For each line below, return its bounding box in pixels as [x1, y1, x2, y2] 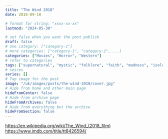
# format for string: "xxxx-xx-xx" [5, 21, 79, 26]
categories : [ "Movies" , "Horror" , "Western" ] [5, 53, 101, 58]
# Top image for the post [5, 76, 59, 81]
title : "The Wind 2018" [5, 7, 55, 12]
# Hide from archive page [5, 95, 59, 100]
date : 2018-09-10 [5, 12, 41, 17]
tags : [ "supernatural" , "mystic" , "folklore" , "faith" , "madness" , [5, 62, 149, 67]
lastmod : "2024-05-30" [5, 25, 52, 30]
